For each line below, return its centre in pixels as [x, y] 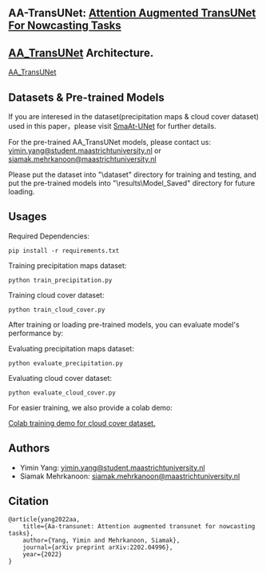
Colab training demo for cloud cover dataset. [82, 423]
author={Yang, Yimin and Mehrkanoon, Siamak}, [101, 541]
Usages [28, 216]
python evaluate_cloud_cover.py [62, 393]
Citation [29, 501]
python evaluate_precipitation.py [66, 363]
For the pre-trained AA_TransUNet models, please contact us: [110, 142]
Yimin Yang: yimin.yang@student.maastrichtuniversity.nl [112, 467]
